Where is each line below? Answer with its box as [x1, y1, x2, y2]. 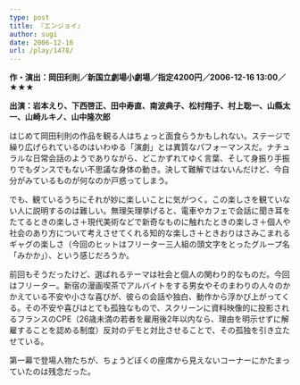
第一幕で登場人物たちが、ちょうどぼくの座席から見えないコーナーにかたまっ [9, 355, 290, 366]
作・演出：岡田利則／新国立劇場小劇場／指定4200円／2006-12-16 [9, 72, 255, 83]
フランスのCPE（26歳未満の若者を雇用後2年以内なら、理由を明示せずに [16, 314, 282, 324]
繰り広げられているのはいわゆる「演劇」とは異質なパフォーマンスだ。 [9, 142, 267, 153]
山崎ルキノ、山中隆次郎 [24, 112, 111, 122]
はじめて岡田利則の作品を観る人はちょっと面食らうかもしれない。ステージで [9, 130, 291, 141]
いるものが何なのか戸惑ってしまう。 [39, 175, 173, 186]
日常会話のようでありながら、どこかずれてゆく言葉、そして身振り [32, 153, 275, 163]
